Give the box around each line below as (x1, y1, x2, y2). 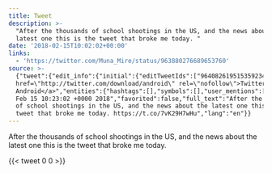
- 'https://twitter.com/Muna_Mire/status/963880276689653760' (15, 57, 230, 65)
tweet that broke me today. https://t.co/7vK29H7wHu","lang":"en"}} (15, 110, 252, 118)
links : (8, 49, 31, 57)
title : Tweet (8, 11, 53, 20)
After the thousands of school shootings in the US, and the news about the (8, 132, 257, 141)
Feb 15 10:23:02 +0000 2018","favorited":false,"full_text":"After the (15, 95, 263, 103)
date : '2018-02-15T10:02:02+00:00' (8, 42, 129, 50)
